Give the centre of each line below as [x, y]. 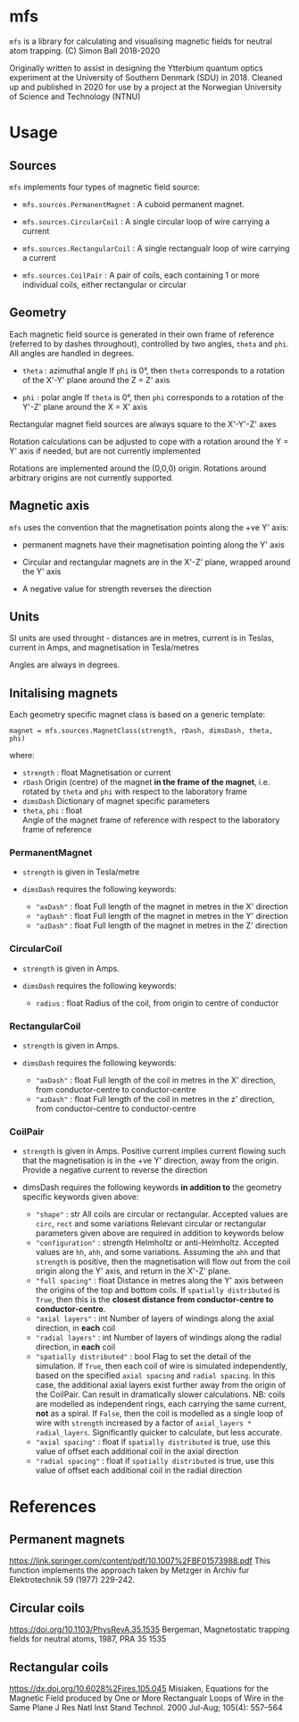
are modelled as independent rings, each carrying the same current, [161, 1404]
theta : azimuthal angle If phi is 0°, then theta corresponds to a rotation [154, 370]
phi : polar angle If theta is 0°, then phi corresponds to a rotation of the [153, 397]
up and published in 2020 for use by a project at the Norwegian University [146, 87]
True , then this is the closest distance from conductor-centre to [154, 1300]
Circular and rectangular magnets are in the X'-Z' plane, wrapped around [156, 562]
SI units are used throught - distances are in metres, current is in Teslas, [142, 638]
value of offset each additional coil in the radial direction [139, 1470]
